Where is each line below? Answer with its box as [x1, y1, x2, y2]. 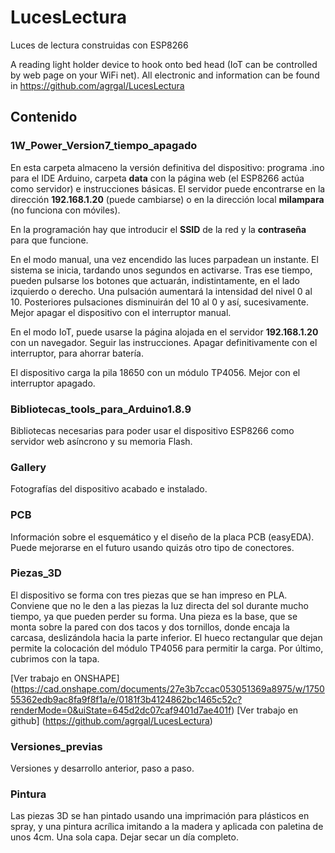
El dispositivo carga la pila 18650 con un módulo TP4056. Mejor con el [10, 366, 301, 378]
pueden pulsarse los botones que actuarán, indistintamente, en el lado [10, 274, 300, 286]
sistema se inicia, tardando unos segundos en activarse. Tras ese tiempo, [10, 264, 313, 276]
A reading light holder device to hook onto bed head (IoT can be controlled [10, 58, 318, 70]
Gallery [10, 460, 47, 474]
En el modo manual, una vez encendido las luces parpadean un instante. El [10, 253, 319, 265]
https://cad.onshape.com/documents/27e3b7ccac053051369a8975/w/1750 [13, 682, 325, 695]
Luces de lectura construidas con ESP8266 [10, 39, 189, 51]
